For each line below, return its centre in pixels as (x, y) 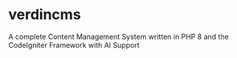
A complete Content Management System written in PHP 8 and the (118, 37)
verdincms (45, 15)
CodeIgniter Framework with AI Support (74, 44)
